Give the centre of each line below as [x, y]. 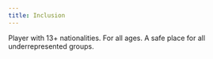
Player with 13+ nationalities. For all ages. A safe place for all [107, 38]
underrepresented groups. [51, 46]
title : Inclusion [37, 15]
